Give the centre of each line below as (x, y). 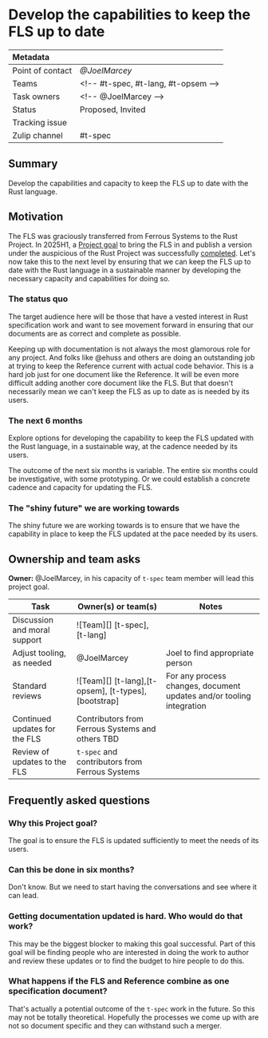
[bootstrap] (98, 701)
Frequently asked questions (79, 800)
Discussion (33, 620)
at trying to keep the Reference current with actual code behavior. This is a (131, 366)
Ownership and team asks (75, 559)
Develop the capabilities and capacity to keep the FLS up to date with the (128, 183)
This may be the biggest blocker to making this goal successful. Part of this (132, 944)
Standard (30, 686)
